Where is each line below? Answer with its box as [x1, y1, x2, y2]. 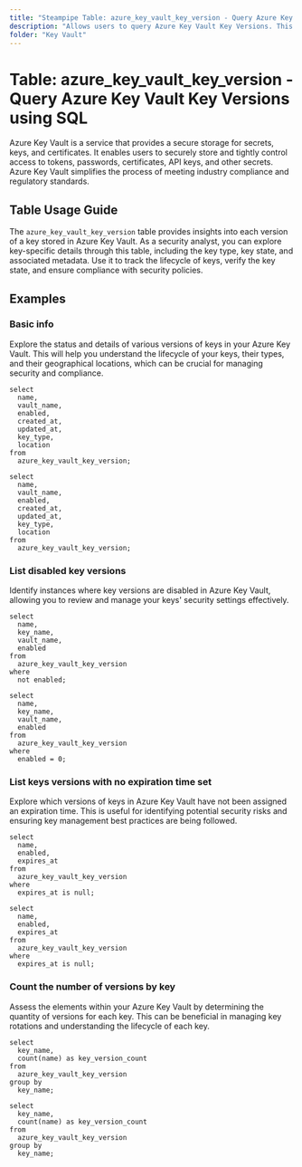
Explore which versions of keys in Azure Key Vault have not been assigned [9, 796, 288, 807]
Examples [9, 291, 66, 306]
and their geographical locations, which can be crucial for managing [9, 358, 264, 368]
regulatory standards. [9, 176, 90, 187]
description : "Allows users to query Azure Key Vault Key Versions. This [9, 22, 294, 31]
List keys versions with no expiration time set [9, 776, 212, 789]
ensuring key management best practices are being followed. [9, 816, 238, 827]
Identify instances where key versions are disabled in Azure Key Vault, [9, 585, 271, 596]
